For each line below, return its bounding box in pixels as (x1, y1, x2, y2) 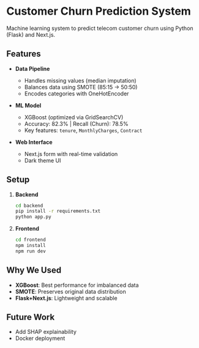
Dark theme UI (24, 157, 61, 164)
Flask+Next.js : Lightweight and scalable (15, 294, 118, 302)
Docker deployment (15, 335, 66, 342)
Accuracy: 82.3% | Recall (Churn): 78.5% (24, 120, 129, 127)
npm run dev (15, 248, 46, 254)
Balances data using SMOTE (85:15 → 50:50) (24, 83, 138, 91)
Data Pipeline (15, 65, 50, 72)
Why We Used (6, 265, 62, 276)
